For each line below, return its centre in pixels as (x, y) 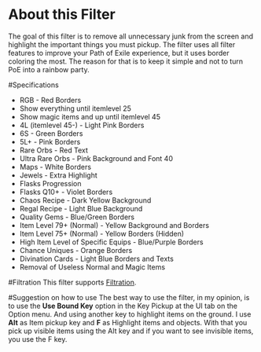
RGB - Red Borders (50, 100)
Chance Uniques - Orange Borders (76, 250)
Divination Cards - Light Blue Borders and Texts (97, 258)
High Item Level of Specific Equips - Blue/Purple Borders (111, 242)
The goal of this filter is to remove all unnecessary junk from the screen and (131, 36)
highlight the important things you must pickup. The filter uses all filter (122, 44)
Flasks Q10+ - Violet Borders (66, 192)
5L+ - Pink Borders (50, 141)
